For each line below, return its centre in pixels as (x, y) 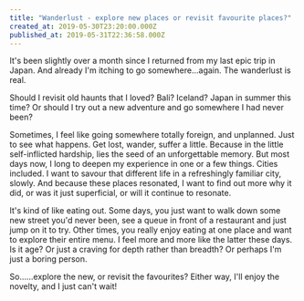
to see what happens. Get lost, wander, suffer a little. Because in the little (147, 145)
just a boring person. (49, 259)
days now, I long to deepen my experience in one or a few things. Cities (144, 164)
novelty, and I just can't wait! (63, 286)
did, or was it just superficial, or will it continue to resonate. (121, 193)
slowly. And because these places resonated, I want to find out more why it (151, 183)
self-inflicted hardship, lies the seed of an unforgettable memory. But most (150, 154)
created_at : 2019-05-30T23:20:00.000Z (83, 26)
